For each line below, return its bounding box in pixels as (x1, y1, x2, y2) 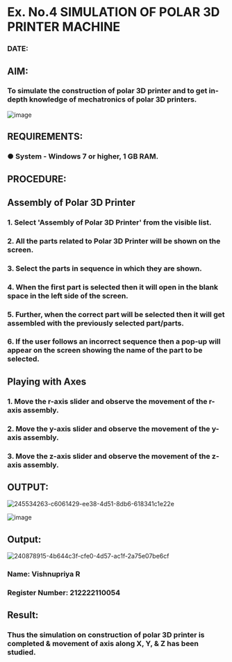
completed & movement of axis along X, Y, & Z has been (7, 639, 199, 649)
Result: (7, 609, 39, 621)
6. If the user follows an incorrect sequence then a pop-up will (7, 337, 221, 346)
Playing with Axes (7, 376, 87, 387)
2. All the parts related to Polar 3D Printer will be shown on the (7, 236, 221, 245)
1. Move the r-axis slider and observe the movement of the (7, 396, 208, 406)
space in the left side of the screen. (7, 291, 129, 300)
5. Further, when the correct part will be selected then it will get (7, 309, 225, 319)
